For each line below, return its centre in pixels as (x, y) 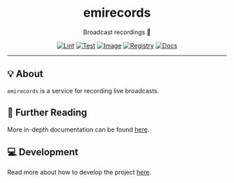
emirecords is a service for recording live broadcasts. (83, 90)
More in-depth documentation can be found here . (78, 129)
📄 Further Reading (47, 113)
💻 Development (43, 152)
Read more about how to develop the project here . (79, 173)
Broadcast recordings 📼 (117, 32)
